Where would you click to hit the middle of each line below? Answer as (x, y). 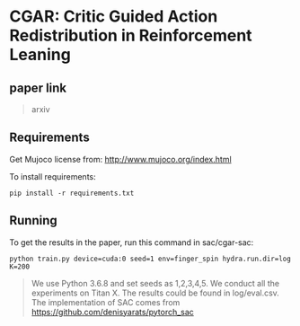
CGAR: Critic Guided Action (114, 17)
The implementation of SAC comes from (106, 302)
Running (34, 220)
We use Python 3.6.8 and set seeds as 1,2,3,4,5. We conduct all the (155, 283)
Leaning (40, 55)
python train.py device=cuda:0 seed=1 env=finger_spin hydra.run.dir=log (150, 259)
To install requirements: (53, 176)
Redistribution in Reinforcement (131, 35)
